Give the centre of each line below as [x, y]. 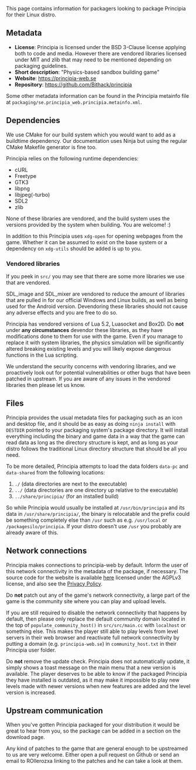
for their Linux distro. [31, 15]
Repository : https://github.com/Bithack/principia [73, 84]
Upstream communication [55, 711]
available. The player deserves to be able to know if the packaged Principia [97, 673]
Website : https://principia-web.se [55, 78]
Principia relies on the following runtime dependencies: [72, 158]
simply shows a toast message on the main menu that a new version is [91, 668]
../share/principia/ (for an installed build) [66, 496]
